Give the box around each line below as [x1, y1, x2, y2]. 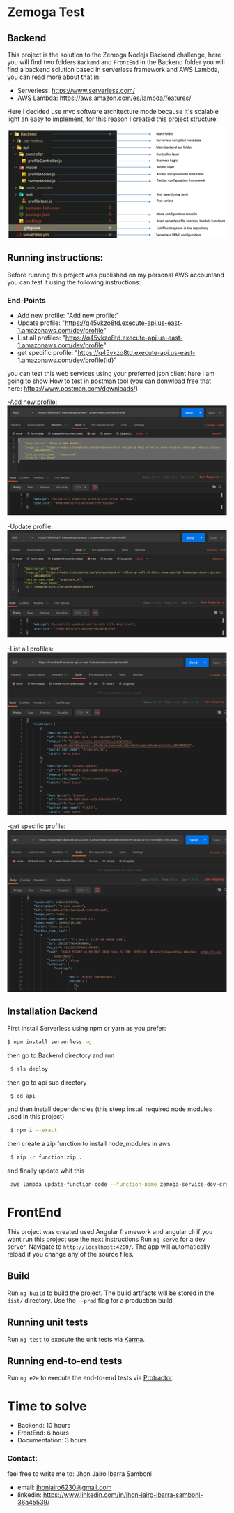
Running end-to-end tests [7, 1355, 123, 1367]
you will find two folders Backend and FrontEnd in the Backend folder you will [7, 58, 225, 66]
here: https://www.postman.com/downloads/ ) [7, 384, 138, 393]
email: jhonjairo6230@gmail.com [17, 1483, 112, 1491]
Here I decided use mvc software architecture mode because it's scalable [7, 108, 219, 115]
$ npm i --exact [10, 1127, 58, 1134]
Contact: [7, 1454, 38, 1463]
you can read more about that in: [7, 73, 101, 81]
